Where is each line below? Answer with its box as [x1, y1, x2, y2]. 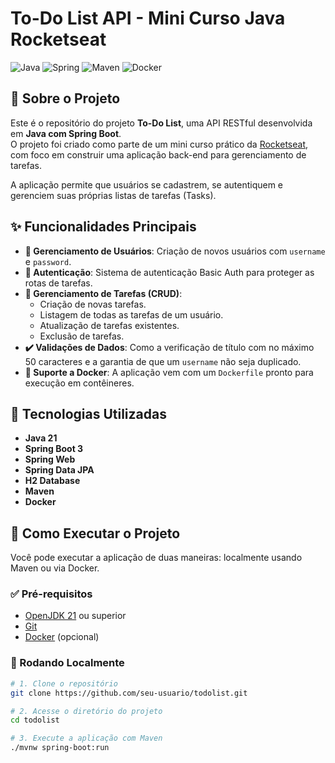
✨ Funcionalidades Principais [10, 218, 197, 236]
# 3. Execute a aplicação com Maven [10, 733, 163, 744]
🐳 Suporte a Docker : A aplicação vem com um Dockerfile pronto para [24, 366, 314, 378]
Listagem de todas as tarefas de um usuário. [39, 308, 224, 321]
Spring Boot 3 [24, 443, 84, 455]
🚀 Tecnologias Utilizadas [10, 405, 167, 422]
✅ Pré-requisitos [10, 587, 93, 601]
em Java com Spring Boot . [10, 127, 122, 139]
